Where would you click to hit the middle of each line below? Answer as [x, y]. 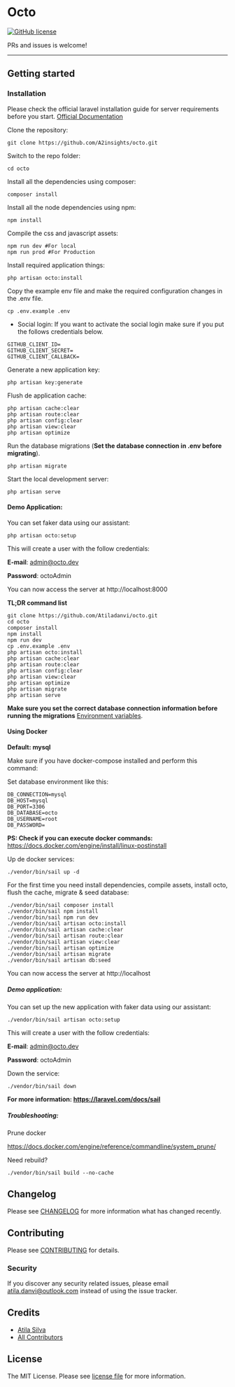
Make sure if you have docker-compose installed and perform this [102, 761]
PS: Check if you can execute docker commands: [80, 838]
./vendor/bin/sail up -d [43, 872]
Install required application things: [56, 265]
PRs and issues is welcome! [47, 45]
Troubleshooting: [33, 1115]
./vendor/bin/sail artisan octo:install [67, 924]
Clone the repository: [38, 129]
